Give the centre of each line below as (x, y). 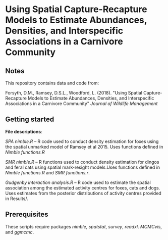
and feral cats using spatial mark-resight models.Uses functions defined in (83, 167)
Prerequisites (27, 214)
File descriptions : (24, 131)
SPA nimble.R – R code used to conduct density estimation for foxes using (82, 141)
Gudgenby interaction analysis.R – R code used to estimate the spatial (78, 182)
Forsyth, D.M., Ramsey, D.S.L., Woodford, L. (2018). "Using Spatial (74, 93)
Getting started (30, 119)
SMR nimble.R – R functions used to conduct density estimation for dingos (82, 162)
